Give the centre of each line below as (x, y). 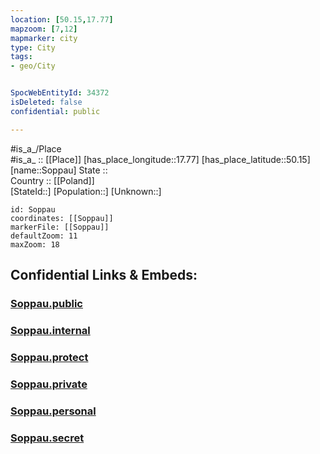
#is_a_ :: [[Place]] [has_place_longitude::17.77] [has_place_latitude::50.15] (160, 159)
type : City (33, 47)
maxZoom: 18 (35, 244)
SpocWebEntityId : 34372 (60, 93)
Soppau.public (46, 303)
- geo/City (33, 66)
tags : (21, 57)
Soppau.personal (53, 411)
